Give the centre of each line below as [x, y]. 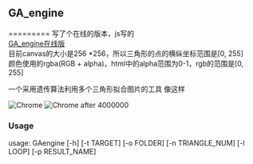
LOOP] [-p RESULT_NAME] [52, 152]
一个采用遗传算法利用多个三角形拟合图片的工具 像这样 [97, 89]
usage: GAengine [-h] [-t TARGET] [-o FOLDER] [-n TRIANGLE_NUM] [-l [126, 143]
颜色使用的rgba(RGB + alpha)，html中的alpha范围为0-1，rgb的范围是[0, [126, 63]
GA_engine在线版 [37, 43]
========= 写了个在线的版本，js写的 [71, 33]
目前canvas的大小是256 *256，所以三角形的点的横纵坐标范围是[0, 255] [126, 53]
